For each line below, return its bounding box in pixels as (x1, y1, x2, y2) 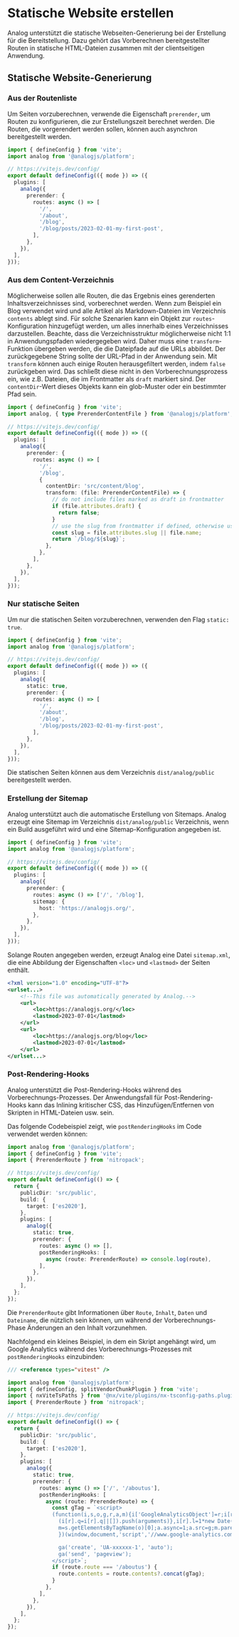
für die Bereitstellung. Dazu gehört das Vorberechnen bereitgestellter (7, 36, 211, 44)
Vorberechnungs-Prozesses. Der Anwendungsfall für (7, 1093, 163, 1102)
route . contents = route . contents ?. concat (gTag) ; (58, 1570, 205, 1578)
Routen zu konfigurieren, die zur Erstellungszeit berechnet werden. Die (7, 117, 216, 125)
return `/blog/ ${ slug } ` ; (52, 536, 126, 543)
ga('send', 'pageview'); (58, 1550, 132, 1558)
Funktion (7, 344, 33, 353)
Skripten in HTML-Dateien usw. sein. (7, 1108, 115, 1117)
